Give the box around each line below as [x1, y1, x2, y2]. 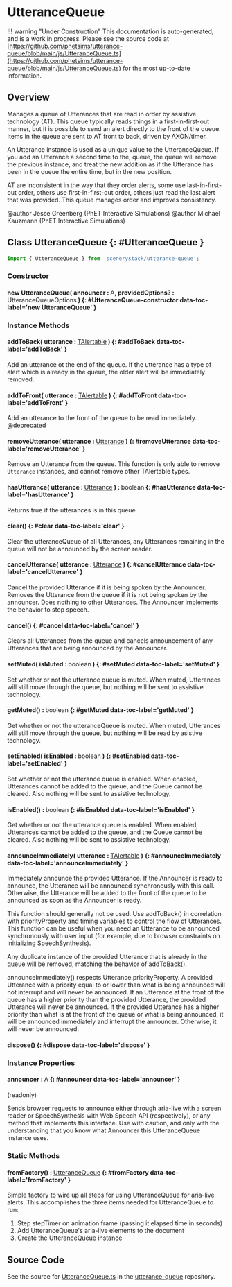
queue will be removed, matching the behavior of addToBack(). [7, 960, 187, 968]
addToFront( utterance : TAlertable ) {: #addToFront [7, 391, 157, 399]
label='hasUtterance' [7, 490, 70, 499]
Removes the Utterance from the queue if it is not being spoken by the [7, 591, 208, 599]
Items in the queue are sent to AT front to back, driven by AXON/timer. [7, 132, 208, 140]
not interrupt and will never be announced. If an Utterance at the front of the [7, 988, 224, 996]
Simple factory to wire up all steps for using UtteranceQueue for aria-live [7, 1191, 215, 1200]
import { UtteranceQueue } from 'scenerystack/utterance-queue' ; [7, 254, 199, 262]
